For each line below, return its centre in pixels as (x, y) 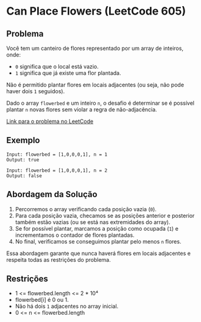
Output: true (23, 159)
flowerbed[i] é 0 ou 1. (42, 300)
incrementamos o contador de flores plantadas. (75, 235)
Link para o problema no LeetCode (50, 121)
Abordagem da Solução (52, 194)
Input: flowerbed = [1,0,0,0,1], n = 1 (57, 154)
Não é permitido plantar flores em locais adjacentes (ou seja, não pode (95, 85)
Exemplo (23, 140)
